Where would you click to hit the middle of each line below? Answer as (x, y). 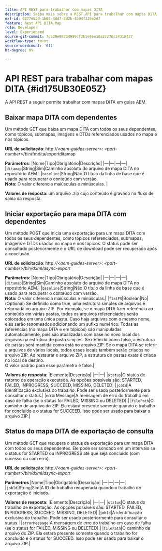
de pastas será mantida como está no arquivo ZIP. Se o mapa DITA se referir (81, 345)
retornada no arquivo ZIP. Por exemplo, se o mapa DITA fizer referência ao (79, 309)
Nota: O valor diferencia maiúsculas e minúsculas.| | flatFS (64, 299)
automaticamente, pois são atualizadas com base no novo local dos (73, 334)
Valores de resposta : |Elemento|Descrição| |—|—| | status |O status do (75, 502)
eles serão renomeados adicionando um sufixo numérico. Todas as (72, 324)
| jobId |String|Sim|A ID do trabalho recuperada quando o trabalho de (73, 487)
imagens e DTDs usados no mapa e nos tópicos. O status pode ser (72, 244)
